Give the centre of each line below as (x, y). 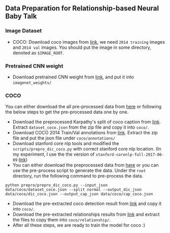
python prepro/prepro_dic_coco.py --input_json (57, 185)
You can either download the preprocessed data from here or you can (86, 165)
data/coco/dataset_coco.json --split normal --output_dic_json (74, 190)
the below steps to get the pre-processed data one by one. (67, 112)
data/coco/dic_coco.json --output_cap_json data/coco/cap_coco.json (79, 194)
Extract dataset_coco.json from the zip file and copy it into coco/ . (81, 127)
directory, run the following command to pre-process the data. (78, 176)
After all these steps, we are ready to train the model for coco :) (79, 225)
